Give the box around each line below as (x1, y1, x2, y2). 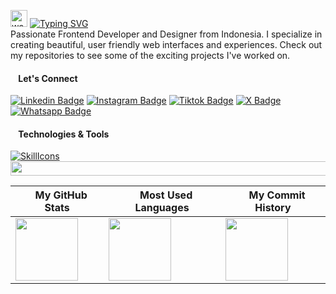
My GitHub (34, 188, 88, 202)
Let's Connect (18, 72, 78, 84)
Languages (134, 200, 190, 214)
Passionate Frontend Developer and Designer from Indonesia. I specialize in (10, 28, 323, 40)
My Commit (248, 188, 306, 202)
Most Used (139, 188, 193, 202)
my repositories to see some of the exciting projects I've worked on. (10, 50, 291, 61)
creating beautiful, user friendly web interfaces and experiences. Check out (10, 39, 323, 50)
